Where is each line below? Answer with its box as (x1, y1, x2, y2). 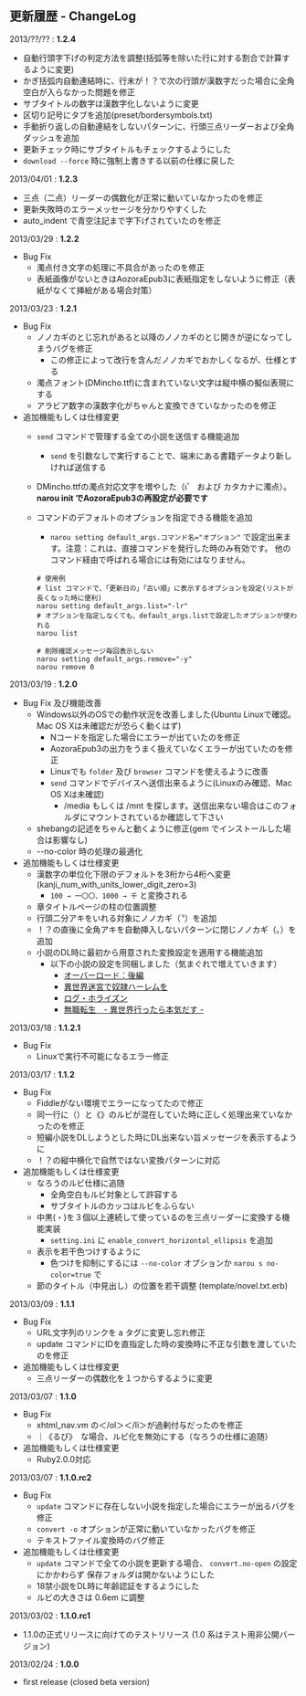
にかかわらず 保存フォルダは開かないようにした (36, 1569, 215, 1580)
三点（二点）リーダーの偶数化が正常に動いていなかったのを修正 (22, 192, 263, 203)
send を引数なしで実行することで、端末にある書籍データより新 (49, 450, 285, 461)
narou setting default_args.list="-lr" (36, 601, 189, 610)
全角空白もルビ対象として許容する (49, 1188, 178, 1199)
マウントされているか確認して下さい (88, 811, 224, 822)
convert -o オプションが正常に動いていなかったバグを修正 (36, 1523, 256, 1534)
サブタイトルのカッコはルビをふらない (49, 1200, 195, 1211)
